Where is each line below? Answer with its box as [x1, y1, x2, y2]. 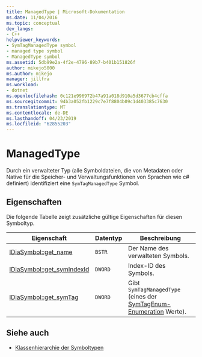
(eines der [128, 292, 158, 300]
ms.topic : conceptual [6, 20, 61, 26]
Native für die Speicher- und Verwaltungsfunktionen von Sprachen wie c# [6, 173, 189, 181]
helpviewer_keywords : [6, 37, 61, 43]
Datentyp [95, 233, 123, 242]
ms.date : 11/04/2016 [6, 14, 58, 21]
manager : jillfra [6, 76, 50, 82]
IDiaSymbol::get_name [9, 248, 73, 256]
